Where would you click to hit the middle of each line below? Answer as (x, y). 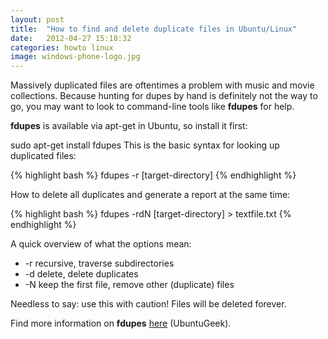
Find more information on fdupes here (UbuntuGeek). (121, 323)
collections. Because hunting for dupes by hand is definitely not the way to (164, 96)
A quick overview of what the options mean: (101, 244)
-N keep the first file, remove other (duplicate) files (129, 285)
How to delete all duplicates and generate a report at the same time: (150, 195)
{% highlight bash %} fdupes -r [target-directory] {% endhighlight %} (153, 175)
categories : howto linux (62, 47)
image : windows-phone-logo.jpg (75, 57)
